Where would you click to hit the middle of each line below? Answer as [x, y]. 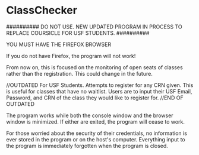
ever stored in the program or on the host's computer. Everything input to [96, 139]
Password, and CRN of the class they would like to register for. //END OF [95, 98]
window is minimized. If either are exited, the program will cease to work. [96, 121]
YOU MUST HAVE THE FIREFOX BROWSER [59, 44]
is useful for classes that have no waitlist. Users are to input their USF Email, [99, 91]
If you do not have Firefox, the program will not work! [71, 56]
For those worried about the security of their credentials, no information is [97, 133]
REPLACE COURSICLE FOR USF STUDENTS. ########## [78, 33]
